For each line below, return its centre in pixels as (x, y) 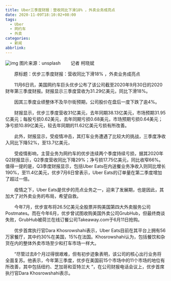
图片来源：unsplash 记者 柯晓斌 (57, 63)
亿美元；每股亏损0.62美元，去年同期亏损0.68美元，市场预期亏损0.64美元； (84, 119)
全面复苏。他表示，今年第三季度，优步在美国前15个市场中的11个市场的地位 (83, 260)
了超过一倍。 (19, 179)
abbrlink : (16, 48)
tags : (11, 19)
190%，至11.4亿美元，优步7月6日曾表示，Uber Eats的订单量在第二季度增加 (84, 172)
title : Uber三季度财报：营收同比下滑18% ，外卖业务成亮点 (60, 10)
